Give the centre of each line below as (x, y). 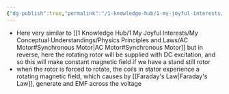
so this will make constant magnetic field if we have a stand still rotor (113, 61)
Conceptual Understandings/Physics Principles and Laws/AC (102, 40)
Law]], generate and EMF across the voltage (79, 83)
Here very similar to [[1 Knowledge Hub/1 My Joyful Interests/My (107, 33)
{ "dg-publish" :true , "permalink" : (54, 13)
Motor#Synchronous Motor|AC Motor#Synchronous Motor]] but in (109, 47)
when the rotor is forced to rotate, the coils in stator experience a (108, 69)
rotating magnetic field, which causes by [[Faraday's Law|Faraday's (112, 76)
